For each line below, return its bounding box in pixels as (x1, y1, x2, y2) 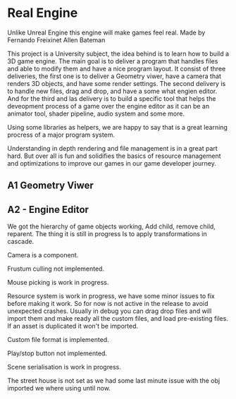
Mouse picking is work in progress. (7, 278, 109, 287)
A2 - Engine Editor (7, 203, 89, 216)
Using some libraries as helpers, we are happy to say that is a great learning (7, 123, 228, 131)
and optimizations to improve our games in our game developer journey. (7, 159, 216, 167)
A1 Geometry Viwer (7, 180, 94, 192)
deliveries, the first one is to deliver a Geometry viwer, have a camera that (7, 72, 222, 80)
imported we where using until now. (7, 384, 111, 393)
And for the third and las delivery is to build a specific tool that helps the (7, 94, 216, 103)
